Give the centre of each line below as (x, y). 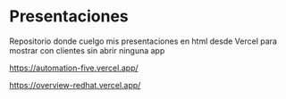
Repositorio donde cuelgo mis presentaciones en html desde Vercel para (143, 41)
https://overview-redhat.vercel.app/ (75, 85)
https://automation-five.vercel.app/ (74, 68)
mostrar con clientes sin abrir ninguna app (87, 50)
